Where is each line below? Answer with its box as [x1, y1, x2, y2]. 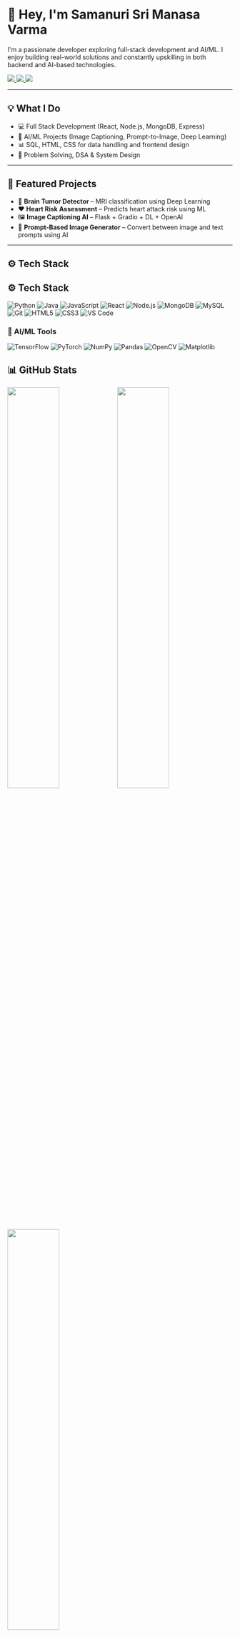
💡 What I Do [7, 103, 61, 115]
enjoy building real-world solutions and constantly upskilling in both [7, 53, 206, 61]
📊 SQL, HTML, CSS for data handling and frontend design [17, 140, 189, 149]
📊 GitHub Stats [7, 364, 77, 376]
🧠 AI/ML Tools [7, 326, 57, 336]
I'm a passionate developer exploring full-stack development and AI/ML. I [7, 45, 224, 54]
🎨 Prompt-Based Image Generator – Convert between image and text [17, 223, 224, 231]
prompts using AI [17, 230, 69, 239]
